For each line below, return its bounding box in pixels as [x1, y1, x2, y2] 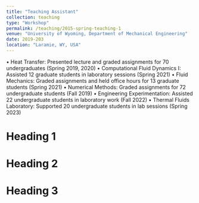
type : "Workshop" [6, 20, 49, 26]
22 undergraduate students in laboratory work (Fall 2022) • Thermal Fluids [6, 96, 189, 103]
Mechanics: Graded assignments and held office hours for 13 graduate [6, 77, 180, 84]
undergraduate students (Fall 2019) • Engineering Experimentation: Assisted [6, 90, 194, 97]
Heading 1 [6, 130, 57, 143]
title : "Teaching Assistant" [6, 8, 79, 15]
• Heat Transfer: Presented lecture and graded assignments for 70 [6, 58, 169, 65]
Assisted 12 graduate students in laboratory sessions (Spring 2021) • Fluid [6, 71, 188, 78]
